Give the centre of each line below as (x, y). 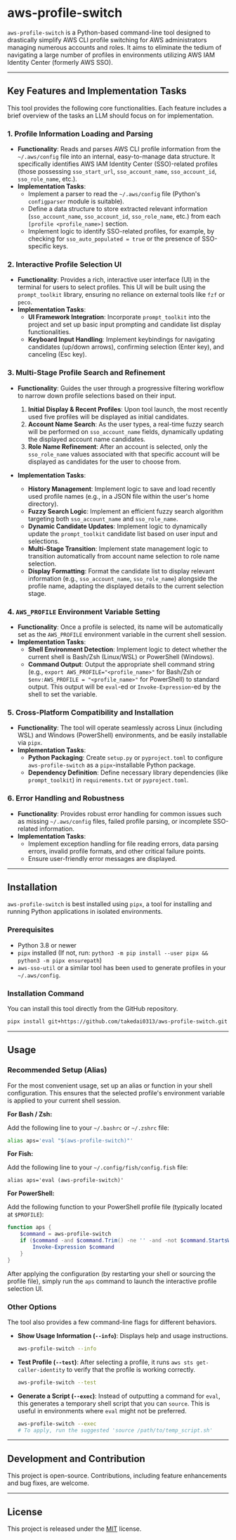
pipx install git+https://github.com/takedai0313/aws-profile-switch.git (118, 1022)
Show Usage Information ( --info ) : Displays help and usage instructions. (123, 1335)
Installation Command (46, 993)
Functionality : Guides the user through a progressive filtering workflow (121, 388)
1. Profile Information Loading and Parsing (80, 134)
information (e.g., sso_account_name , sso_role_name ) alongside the (123, 578)
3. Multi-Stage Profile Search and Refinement (86, 373)
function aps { (29, 1228)
